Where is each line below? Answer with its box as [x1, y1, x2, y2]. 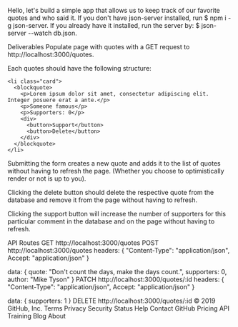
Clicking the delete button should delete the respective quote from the [7, 188, 214, 196]
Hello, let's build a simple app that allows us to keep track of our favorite [7, 6, 220, 14]
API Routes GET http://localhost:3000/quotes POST [7, 238, 159, 247]
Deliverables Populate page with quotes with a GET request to [7, 43, 190, 51]
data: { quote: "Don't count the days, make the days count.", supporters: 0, [7, 268, 227, 276]
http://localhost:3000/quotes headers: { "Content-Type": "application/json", [7, 246, 230, 254]
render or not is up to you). [7, 174, 86, 183]
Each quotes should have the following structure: [7, 64, 152, 72]
